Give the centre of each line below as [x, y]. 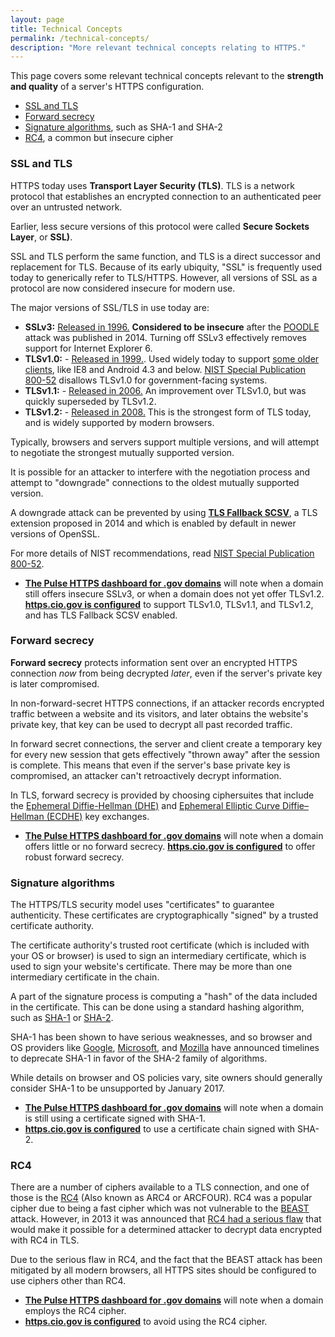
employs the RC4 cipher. [75, 1311]
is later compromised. [55, 683]
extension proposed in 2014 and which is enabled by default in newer [153, 523]
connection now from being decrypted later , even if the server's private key [166, 673]
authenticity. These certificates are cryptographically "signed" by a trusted [164, 915]
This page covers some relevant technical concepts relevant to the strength [167, 76]
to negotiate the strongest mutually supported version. [122, 452]
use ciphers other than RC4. [68, 1281]
